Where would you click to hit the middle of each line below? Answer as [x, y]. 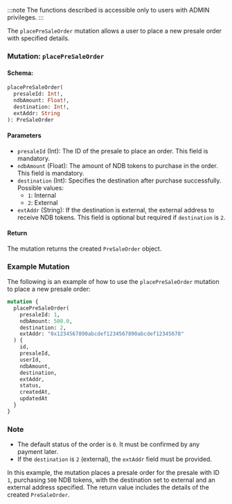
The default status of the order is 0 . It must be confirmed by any [108, 444]
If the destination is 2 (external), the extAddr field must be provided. [115, 459]
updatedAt [34, 398]
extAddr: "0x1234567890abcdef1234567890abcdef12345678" [102, 334]
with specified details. [38, 38]
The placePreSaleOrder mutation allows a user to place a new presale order [115, 31]
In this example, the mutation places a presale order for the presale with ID [114, 473]
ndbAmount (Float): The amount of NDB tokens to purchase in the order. [117, 165]
